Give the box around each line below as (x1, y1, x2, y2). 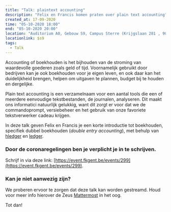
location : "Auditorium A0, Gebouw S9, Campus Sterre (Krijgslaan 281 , (5, 31, 160, 36)
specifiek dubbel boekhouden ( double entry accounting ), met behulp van (5, 128, 159, 134)
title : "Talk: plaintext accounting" (5, 7, 85, 13)
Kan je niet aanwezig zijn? (5, 175, 71, 182)
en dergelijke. (5, 81, 34, 87)
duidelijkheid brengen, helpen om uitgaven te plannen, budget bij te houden (5, 75, 164, 81)
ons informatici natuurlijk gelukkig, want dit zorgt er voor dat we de (5, 101, 146, 107)
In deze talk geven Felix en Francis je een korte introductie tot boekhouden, (5, 122, 163, 128)
